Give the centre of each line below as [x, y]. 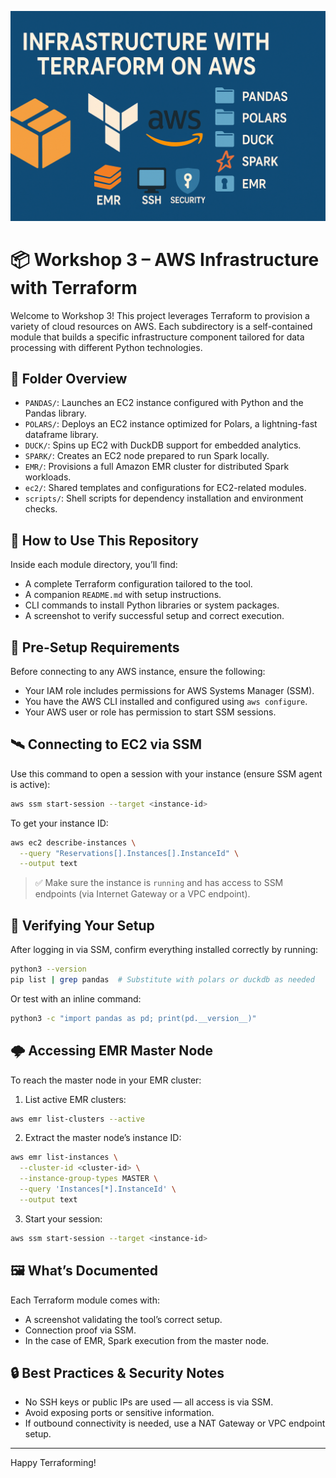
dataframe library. [61, 435]
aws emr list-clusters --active [77, 1119]
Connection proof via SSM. [80, 1330]
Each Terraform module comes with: [85, 1300]
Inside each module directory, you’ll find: [94, 565]
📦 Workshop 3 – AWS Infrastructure [165, 259]
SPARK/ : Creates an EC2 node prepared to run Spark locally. [147, 456]
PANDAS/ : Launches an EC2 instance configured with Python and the [164, 403]
